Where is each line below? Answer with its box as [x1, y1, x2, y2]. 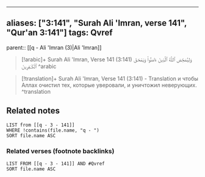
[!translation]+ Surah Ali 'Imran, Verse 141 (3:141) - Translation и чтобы [21, 75, 198, 82]
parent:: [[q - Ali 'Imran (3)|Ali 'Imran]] [6, 43, 102, 51]
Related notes [6, 105, 60, 116]
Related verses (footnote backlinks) [6, 146, 115, 155]
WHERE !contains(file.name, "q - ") [6, 127, 99, 134]
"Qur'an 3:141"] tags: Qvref [6, 28, 113, 38]
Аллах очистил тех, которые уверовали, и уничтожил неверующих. [21, 81, 197, 89]
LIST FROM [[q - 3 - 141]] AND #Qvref [6, 160, 105, 167]
